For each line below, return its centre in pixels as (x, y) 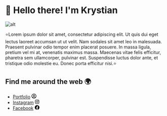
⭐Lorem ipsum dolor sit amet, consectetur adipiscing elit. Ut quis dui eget (82, 34)
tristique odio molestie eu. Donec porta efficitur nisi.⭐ (61, 63)
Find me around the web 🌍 (48, 82)
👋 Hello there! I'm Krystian (61, 10)
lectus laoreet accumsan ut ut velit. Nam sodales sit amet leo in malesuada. (83, 41)
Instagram (23, 102)
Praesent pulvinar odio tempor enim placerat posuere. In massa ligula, (78, 47)
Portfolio (22, 97)
